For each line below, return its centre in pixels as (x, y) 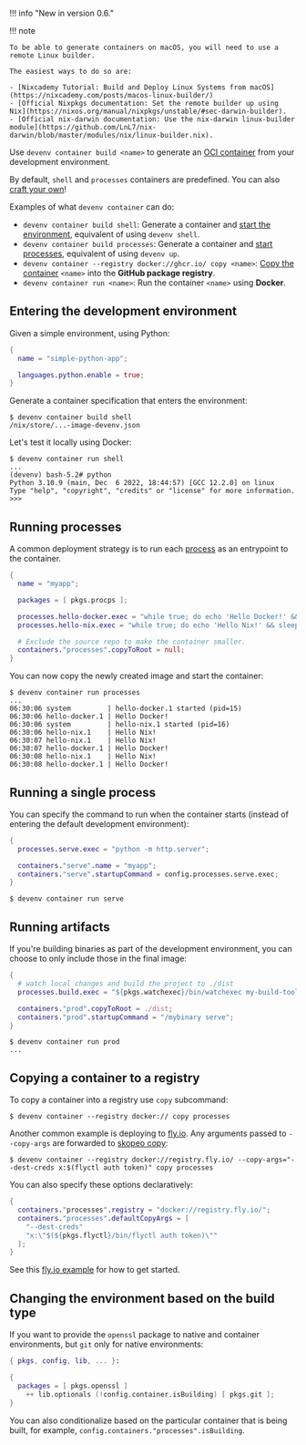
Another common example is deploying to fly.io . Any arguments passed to (148, 1133)
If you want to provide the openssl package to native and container (134, 1335)
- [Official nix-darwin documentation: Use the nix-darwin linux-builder (153, 119)
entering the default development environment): (99, 823)
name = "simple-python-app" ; (73, 358)
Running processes (66, 526)
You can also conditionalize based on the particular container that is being (148, 1420)
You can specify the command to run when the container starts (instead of (149, 814)
